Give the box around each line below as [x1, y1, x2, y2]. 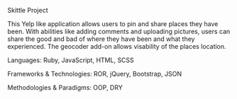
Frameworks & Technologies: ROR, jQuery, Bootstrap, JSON [7, 70, 182, 78]
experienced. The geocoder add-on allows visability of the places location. [7, 42, 226, 50]
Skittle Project [7, 6, 48, 14]
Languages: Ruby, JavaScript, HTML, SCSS [7, 56, 135, 64]
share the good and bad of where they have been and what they [7, 35, 195, 43]
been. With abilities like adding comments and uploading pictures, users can [7, 28, 231, 35]
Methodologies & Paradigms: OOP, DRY [7, 83, 123, 91]
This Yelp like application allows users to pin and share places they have [7, 20, 219, 28]
